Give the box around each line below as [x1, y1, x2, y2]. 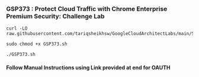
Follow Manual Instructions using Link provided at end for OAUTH [6, 64, 171, 71]
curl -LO [6, 25, 28, 31]
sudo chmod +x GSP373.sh [6, 41, 68, 47]
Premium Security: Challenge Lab [6, 12, 105, 20]
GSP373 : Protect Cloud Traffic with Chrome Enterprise [6, 5, 168, 13]
